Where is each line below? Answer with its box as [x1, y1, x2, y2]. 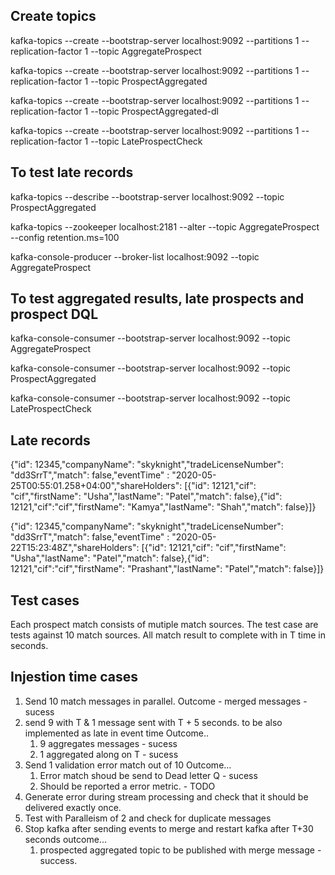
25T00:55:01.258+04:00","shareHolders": [10, 480, 183, 492]
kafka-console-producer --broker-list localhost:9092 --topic [10, 250, 260, 263]
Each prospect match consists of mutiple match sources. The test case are [10, 619, 319, 631]
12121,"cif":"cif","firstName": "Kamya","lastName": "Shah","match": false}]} [10, 501, 317, 513]
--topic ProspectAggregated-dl [90, 105, 219, 117]
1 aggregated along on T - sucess [39, 748, 179, 760]
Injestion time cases [10, 669, 139, 686]
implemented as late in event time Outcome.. [24, 727, 210, 739]
